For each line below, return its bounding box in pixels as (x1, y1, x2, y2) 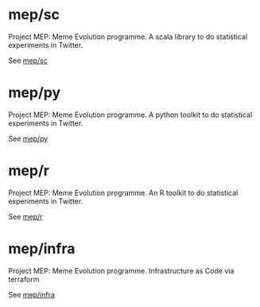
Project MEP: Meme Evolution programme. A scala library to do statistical (8, 32, 248, 41)
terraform (8, 274, 40, 284)
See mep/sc (8, 56, 48, 65)
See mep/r (8, 212, 43, 221)
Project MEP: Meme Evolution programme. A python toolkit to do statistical (8, 110, 253, 119)
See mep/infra (8, 290, 56, 299)
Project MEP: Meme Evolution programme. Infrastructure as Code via (8, 266, 235, 275)
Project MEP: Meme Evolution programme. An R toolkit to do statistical (8, 188, 239, 197)
